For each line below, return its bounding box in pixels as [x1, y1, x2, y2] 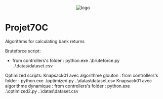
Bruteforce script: [5, 48, 41, 54]
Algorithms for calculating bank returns [5, 38, 85, 44]
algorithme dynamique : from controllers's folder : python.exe [5, 83, 130, 89]
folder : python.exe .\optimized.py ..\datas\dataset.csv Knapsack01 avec [5, 77, 152, 84]
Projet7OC [5, 22, 48, 33]
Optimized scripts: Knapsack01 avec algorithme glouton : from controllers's [5, 72, 159, 78]
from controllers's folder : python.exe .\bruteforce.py [12, 57, 120, 63]
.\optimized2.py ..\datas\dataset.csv [5, 88, 79, 94]
